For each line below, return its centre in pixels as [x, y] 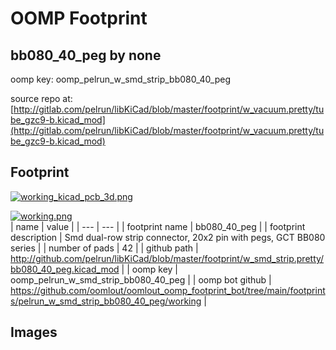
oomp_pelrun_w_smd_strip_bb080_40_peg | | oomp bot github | [141, 279]
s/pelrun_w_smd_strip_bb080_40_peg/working [106, 301]
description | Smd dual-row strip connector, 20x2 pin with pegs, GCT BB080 [168, 237]
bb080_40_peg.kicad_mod [65, 269]
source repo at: [41, 98]
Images [34, 332]
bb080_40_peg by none [86, 55]
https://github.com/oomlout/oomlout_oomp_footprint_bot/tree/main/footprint [168, 290]
